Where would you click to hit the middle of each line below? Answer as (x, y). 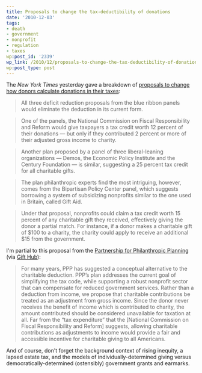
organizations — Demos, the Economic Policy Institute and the (98, 158)
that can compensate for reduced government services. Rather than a (107, 288)
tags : (13, 23)
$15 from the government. (53, 239)
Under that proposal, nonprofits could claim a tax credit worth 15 (101, 214)
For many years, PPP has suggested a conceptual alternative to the (104, 269)
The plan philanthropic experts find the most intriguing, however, (101, 183)
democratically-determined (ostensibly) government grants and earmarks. (98, 363)
